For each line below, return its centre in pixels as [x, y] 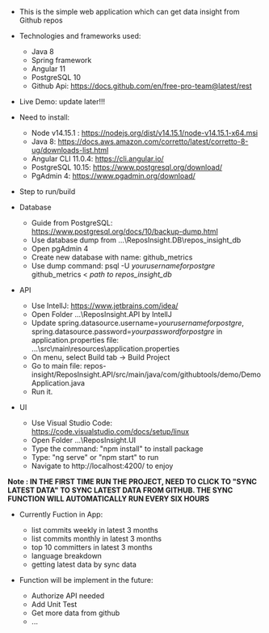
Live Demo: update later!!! [62, 101]
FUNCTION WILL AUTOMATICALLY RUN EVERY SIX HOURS [109, 499]
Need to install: [44, 117]
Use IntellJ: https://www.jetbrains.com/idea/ [105, 306]
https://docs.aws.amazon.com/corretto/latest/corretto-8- [153, 141]
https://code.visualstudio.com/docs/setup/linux [110, 431]
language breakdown [67, 556]
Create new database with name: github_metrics [112, 257]
